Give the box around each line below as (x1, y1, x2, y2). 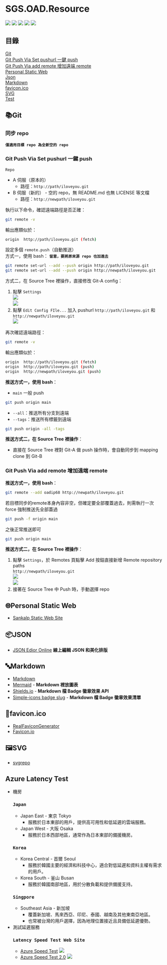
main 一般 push (12, 390, 44, 396)
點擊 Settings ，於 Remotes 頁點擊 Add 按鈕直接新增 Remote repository (12, 557, 162, 563)
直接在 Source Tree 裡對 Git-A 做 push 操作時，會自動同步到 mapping (12, 447, 158, 453)
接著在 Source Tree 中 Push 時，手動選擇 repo (12, 586, 109, 592)
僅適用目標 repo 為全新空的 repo (5, 143, 69, 148)
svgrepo (12, 760, 31, 766)
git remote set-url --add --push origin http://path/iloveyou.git (5, 263, 149, 268)
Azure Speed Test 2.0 (20, 954, 66, 960)
